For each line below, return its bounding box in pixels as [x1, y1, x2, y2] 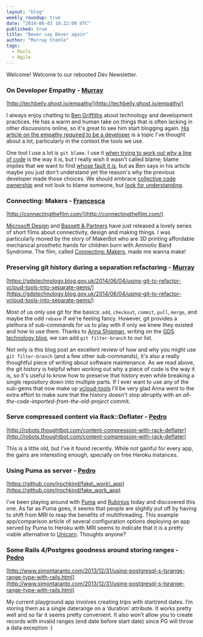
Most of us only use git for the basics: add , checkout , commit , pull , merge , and [6, 308, 198, 315]
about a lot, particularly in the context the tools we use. [6, 137, 144, 145]
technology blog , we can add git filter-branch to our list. [6, 334, 153, 341]
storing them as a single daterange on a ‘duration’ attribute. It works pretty [6, 605, 192, 612]
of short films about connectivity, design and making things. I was [6, 229, 171, 236]
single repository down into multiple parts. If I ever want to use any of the [6, 378, 189, 385]
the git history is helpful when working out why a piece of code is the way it [6, 365, 195, 373]
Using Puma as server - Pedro [6, 466, 96, 475]
